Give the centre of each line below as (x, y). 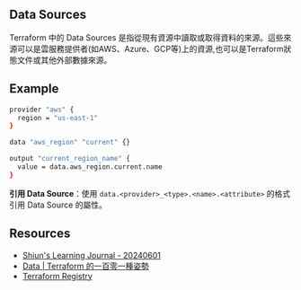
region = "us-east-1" (58, 118)
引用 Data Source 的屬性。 (58, 205)
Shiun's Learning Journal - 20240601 (92, 255)
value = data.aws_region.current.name (90, 167)
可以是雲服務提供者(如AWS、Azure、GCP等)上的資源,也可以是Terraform (150, 48)
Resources (40, 234)
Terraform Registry (57, 276)
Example (34, 89)
